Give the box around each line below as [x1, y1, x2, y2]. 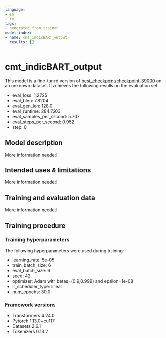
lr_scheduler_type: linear [12, 283, 63, 289]
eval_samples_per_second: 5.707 [12, 113, 80, 119]
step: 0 [12, 124, 27, 130]
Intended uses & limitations [5, 166, 91, 174]
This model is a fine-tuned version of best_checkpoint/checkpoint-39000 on [5, 78, 162, 84]
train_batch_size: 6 [12, 262, 51, 268]
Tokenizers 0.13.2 [12, 329, 48, 335]
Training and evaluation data [5, 193, 95, 202]
